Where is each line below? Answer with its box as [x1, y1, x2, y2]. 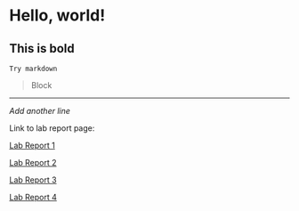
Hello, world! [9, 5, 106, 26]
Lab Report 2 [9, 158, 57, 167]
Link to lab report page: [9, 123, 95, 134]
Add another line [9, 106, 71, 116]
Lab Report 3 [9, 174, 57, 185]
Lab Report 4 [9, 192, 58, 202]
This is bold [9, 41, 75, 56]
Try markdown [9, 64, 58, 73]
